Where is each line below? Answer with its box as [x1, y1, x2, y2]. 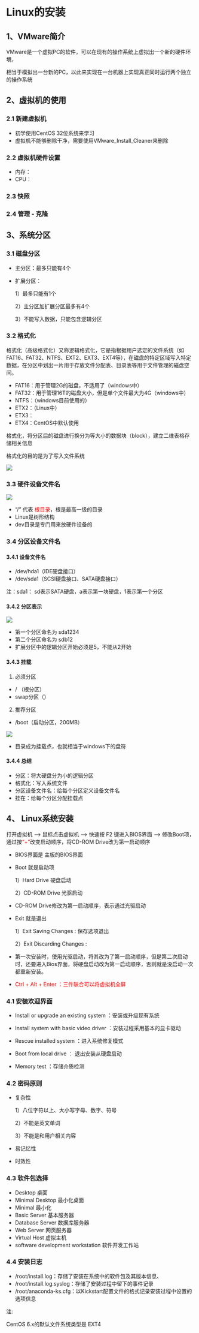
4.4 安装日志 [6, 1257, 43, 1266]
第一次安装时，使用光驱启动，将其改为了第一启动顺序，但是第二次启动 [14, 953, 188, 960]
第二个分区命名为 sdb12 [14, 636, 74, 643]
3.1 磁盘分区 [6, 249, 41, 258]
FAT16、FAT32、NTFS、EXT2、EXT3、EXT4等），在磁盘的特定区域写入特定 [6, 354, 192, 361]
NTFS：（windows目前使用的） [14, 396, 91, 404]
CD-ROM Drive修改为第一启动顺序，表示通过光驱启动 [14, 902, 146, 909]
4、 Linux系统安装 [6, 814, 74, 824]
